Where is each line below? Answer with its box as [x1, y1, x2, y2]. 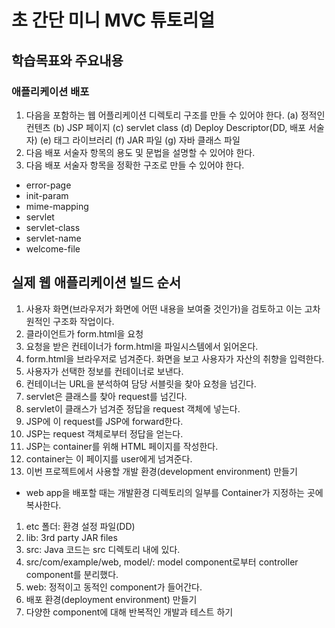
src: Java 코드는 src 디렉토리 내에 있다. [25, 543, 181, 555]
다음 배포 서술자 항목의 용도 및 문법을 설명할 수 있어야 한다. [25, 146, 256, 158]
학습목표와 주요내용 [11, 52, 124, 69]
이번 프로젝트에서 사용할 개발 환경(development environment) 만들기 [25, 465, 298, 477]
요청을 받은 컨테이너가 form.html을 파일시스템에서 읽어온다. [25, 340, 259, 352]
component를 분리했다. [25, 568, 119, 580]
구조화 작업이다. [52, 315, 115, 327]
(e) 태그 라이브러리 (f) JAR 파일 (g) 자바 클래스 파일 [39, 134, 241, 146]
